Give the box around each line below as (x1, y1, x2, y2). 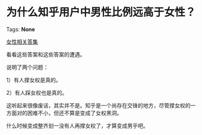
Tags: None (6, 25, 35, 33)
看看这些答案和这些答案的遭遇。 (6, 50, 85, 58)
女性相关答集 (6, 38, 38, 45)
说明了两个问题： (6, 64, 49, 71)
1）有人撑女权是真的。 (6, 76, 61, 83)
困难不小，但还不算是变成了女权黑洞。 (26, 109, 122, 116)
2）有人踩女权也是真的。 (6, 89, 68, 96)
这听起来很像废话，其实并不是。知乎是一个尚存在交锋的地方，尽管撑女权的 (6, 101, 191, 109)
